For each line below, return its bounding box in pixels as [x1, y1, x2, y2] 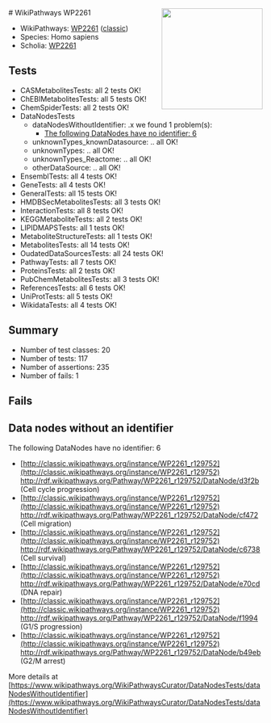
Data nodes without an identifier [8, 422, 174, 435]
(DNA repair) [19, 587, 63, 597]
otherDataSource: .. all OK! [31, 162, 121, 172]
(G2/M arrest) [19, 656, 66, 666]
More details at [8, 671, 58, 681]
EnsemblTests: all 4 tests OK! [19, 171, 118, 181]
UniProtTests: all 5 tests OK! [19, 291, 113, 301]
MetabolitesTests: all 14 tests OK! [19, 240, 131, 250]
